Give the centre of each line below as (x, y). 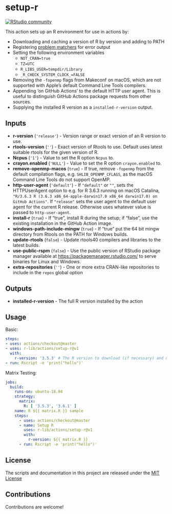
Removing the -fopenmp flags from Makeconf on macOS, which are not (87, 80)
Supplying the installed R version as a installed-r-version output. (83, 107)
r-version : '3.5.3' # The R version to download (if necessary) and (89, 358)
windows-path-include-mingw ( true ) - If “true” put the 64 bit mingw (86, 228)
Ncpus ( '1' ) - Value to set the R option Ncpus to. (63, 157)
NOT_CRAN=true (35, 58)
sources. (22, 101)
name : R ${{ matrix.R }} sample (49, 411)
